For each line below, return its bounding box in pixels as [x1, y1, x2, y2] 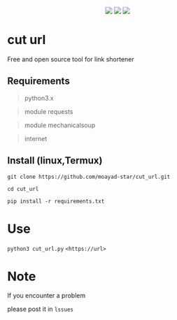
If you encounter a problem [7, 291, 86, 300]
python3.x [24, 94, 54, 102]
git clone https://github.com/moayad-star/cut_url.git [7, 173, 171, 180]
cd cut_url [7, 185, 39, 192]
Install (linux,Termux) [7, 154, 103, 167]
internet [24, 134, 48, 143]
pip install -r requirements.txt [7, 198, 105, 205]
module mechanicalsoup [24, 121, 96, 129]
